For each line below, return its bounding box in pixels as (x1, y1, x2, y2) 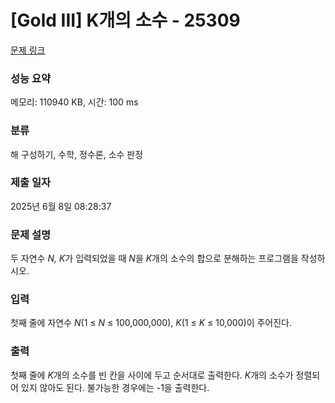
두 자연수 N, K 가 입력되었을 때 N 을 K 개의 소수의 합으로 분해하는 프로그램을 (10, 252, 299, 265)
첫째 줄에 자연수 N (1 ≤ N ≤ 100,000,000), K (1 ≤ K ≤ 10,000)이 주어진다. (10, 317, 293, 329)
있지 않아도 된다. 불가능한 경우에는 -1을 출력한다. (20, 381, 210, 393)
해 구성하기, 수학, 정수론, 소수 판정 (10, 148, 144, 160)
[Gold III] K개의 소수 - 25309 (10, 9, 241, 32)
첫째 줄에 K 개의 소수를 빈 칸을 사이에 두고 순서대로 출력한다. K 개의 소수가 (10, 369, 294, 381)
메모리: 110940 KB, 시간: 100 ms (10, 96, 139, 108)
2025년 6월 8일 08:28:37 (10, 200, 112, 212)
